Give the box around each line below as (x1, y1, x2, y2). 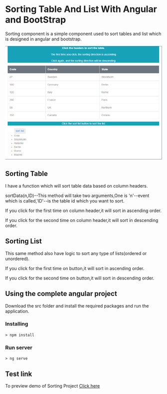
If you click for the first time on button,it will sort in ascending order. (5, 265, 145, 271)
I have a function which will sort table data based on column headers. (5, 182, 148, 188)
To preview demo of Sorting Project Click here (5, 382, 100, 388)
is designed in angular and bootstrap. (5, 36, 82, 42)
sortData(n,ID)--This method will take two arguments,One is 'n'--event (5, 192, 150, 198)
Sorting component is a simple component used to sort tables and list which (5, 30, 162, 36)
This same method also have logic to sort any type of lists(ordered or (5, 250, 147, 256)
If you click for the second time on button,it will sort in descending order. (5, 275, 155, 281)
